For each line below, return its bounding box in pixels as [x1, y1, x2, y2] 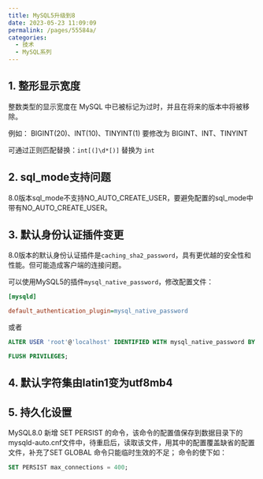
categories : [8, 33, 47, 42]
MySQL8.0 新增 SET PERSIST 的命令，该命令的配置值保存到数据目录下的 [8, 428, 243, 438]
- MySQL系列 [15, 48, 53, 56]
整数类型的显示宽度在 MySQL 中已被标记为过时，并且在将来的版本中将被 [8, 102, 243, 111]
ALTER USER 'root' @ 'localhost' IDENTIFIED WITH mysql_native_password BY [8, 339, 256, 346]
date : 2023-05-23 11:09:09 [8, 19, 97, 27]
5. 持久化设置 [8, 406, 72, 419]
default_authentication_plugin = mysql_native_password [8, 307, 189, 316]
